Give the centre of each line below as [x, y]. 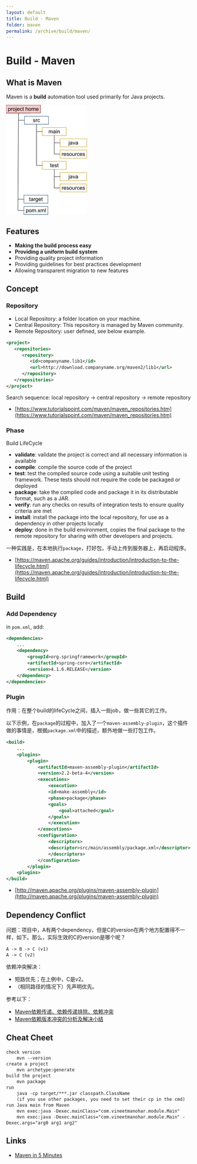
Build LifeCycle [24, 443]
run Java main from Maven [38, 1105]
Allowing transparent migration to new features [71, 270]
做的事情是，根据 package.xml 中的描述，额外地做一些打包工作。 [82, 730]
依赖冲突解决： [24, 967]
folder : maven [24, 25]
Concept [22, 289]
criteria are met [33, 511]
